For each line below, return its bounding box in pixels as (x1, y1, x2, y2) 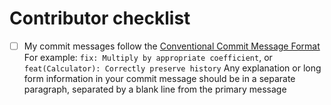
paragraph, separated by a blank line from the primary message (23, 83, 287, 95)
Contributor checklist (9, 7, 191, 30)
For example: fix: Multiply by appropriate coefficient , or (23, 52, 273, 63)
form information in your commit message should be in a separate (23, 73, 296, 84)
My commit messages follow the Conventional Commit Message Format (23, 40, 321, 52)
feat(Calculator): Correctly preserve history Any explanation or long (23, 62, 322, 74)
